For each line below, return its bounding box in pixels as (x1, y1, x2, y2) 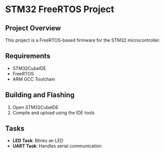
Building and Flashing (5, 91, 75, 99)
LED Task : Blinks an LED (12, 138, 64, 144)
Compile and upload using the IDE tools (12, 109, 95, 116)
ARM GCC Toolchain (12, 76, 56, 82)
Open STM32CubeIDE (12, 104, 59, 110)
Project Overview (5, 24, 61, 32)
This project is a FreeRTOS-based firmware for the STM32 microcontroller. (5, 37, 160, 43)
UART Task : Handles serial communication (12, 143, 102, 149)
